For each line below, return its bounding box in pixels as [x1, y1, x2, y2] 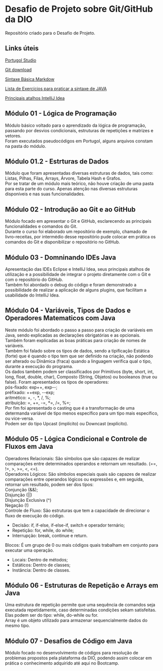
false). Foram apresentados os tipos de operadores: [5, 379, 109, 385]
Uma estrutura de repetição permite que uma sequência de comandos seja [5, 602, 156, 608]
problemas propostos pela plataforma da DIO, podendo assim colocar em [5, 655, 152, 661]
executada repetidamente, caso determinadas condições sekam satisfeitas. [5, 607, 157, 613]
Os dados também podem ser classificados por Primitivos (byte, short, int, [5, 369, 154, 374]
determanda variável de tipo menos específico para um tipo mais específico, [5, 410, 159, 416]
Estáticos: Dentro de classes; [12, 562, 71, 568]
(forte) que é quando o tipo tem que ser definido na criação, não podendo [5, 353, 153, 359]
